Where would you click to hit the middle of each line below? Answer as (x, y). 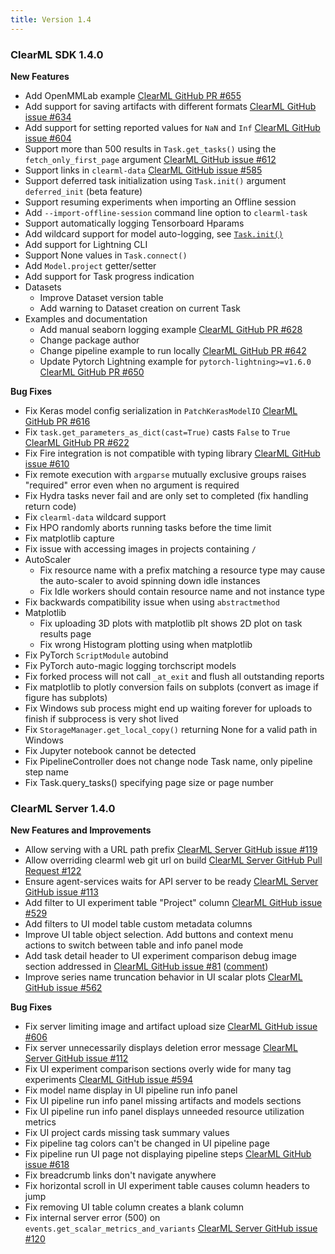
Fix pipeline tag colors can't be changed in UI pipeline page (147, 1143)
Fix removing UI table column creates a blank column (134, 1207)
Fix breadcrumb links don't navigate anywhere (120, 1175)
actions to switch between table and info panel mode (134, 945)
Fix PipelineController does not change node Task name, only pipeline (168, 761)
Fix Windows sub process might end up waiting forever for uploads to (168, 708)
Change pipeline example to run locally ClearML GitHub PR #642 (173, 350)
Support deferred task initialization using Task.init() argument (155, 180)
